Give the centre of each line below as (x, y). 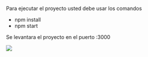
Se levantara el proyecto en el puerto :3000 (58, 37)
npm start (26, 26)
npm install (28, 19)
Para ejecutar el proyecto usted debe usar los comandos (74, 8)
